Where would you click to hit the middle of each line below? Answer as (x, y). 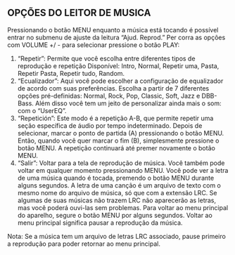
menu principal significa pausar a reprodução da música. (100, 223)
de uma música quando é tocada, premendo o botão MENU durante (116, 178)
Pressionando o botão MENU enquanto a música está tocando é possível (113, 30)
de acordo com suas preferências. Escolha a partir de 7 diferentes (113, 88)
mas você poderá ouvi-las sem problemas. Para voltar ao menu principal (123, 207)
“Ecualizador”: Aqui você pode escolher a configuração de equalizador (120, 81)
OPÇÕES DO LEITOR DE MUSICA (79, 13)
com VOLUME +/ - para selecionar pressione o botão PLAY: (94, 45)
